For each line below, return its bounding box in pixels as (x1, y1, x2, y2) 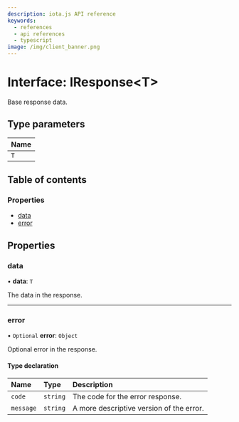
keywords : (7, 17, 37, 24)
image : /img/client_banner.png (7, 43, 100, 51)
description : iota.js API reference (7, 10, 116, 18)
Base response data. (7, 97, 68, 106)
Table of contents (7, 174, 87, 186)
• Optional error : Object (7, 332, 78, 340)
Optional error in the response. (7, 345, 97, 354)
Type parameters (7, 118, 85, 130)
